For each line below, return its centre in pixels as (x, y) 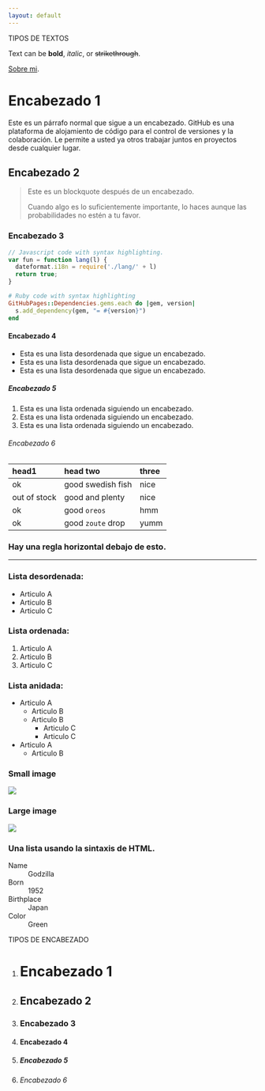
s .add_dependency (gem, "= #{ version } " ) (81, 311)
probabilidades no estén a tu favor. (84, 215)
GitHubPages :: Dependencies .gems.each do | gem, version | (102, 303)
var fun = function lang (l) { (58, 259)
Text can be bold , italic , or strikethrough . (74, 53)
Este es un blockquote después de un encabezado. (111, 191)
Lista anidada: (36, 685)
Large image (32, 811)
